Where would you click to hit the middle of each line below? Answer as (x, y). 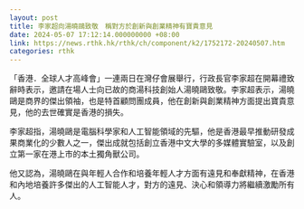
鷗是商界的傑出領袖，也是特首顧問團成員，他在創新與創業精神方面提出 (140, 101)
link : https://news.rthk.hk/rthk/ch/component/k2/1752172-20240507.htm (147, 43)
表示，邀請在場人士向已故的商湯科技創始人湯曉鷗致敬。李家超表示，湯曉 (160, 90)
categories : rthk (42, 52)
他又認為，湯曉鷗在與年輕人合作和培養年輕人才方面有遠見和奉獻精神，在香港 (152, 174)
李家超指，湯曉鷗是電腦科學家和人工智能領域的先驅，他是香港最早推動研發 (148, 131)
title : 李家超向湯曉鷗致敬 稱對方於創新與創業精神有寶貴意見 (111, 26)
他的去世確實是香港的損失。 (76, 112)
